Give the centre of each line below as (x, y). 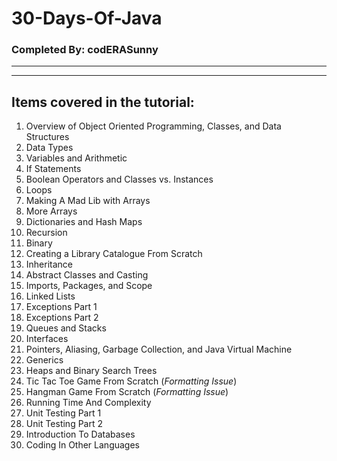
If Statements (53, 169)
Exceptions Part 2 (62, 318)
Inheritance (49, 264)
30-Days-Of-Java (87, 18)
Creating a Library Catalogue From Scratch (114, 254)
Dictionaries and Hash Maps (84, 222)
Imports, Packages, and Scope (89, 286)
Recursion (46, 233)
